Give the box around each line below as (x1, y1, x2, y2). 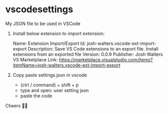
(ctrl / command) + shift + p (20, 82, 79, 88)
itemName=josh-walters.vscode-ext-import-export (12, 62, 120, 68)
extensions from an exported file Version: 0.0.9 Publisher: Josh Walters (12, 51, 163, 57)
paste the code (20, 93, 53, 99)
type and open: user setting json (20, 87, 89, 93)
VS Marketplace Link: (12, 56, 58, 62)
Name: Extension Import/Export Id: (12, 40, 86, 47)
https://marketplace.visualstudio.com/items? (58, 56, 153, 62)
